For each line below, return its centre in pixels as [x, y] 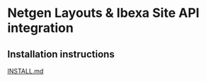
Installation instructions [61, 54]
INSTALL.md [25, 71]
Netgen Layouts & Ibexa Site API [103, 13]
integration [41, 28]
